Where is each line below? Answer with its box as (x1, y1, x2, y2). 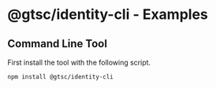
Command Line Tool (7, 37, 108, 50)
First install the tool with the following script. (7, 57, 151, 67)
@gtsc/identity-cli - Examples (7, 6, 208, 24)
